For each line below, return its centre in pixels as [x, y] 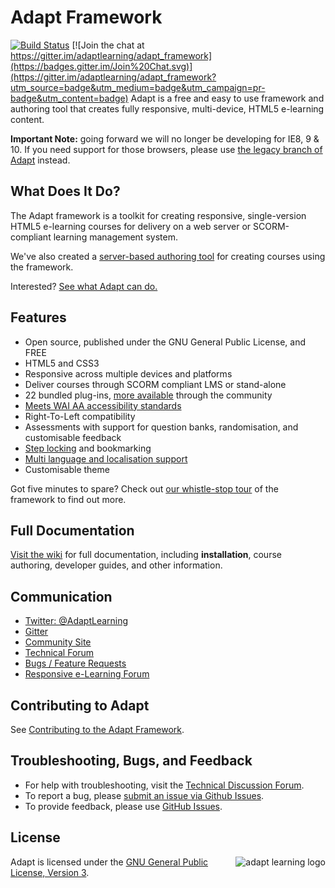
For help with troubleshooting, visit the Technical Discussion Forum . [164, 785]
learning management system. [115, 237]
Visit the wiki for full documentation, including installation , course [146, 555]
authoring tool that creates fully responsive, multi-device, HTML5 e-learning [167, 108]
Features [38, 317]
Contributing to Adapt [80, 705]
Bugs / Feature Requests [75, 663]
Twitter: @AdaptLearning [76, 621]
